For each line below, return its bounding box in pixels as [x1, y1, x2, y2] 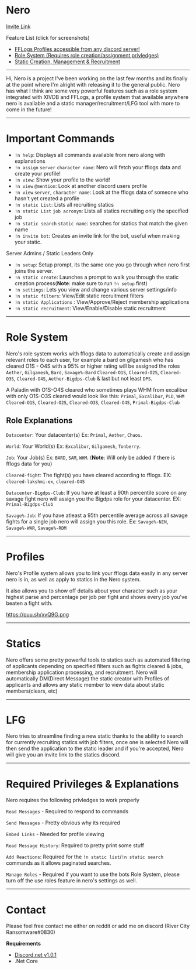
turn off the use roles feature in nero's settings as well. [6, 877, 138, 884]
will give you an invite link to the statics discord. [6, 751, 121, 758]
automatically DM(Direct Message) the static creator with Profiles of [6, 674, 169, 682]
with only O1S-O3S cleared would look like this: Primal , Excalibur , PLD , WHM [6, 392, 185, 399]
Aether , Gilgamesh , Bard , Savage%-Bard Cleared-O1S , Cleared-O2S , [6, 368, 159, 375]
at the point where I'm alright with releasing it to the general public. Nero [6, 81, 180, 88]
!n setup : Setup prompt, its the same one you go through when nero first [14, 261, 190, 268]
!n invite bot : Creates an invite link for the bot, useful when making [14, 232, 180, 239]
